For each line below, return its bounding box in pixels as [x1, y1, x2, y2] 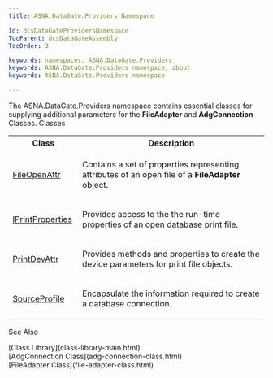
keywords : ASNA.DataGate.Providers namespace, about [8, 64, 191, 72]
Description [148, 137, 195, 149]
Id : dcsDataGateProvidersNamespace [8, 26, 129, 35]
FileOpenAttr [12, 168, 61, 180]
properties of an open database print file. [82, 219, 239, 230]
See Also [8, 327, 39, 337]
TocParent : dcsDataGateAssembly [8, 34, 118, 42]
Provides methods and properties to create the [82, 248, 260, 259]
